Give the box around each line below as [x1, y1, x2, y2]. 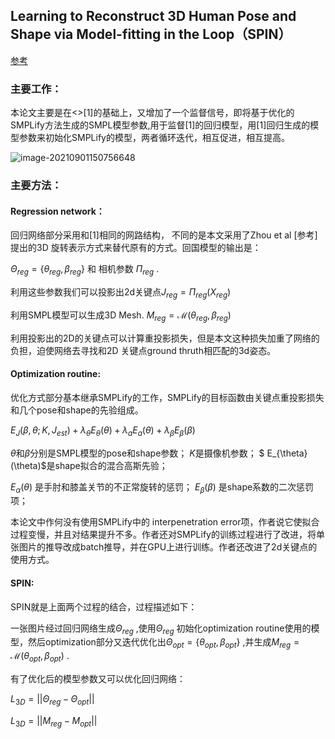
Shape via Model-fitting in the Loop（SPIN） [10, 26, 292, 43]
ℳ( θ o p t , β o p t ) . [10, 650, 70, 664]
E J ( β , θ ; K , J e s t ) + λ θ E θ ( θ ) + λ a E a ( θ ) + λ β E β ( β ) [10, 424, 196, 438]
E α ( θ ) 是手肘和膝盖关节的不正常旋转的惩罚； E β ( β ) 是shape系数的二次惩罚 [10, 480, 315, 495]
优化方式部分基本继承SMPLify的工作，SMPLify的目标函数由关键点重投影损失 [10, 391, 325, 403]
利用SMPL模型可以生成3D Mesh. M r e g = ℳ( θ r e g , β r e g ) [10, 309, 232, 323]
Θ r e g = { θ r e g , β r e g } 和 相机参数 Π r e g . [10, 263, 160, 278]
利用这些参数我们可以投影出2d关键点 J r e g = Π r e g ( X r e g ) [10, 286, 232, 300]
